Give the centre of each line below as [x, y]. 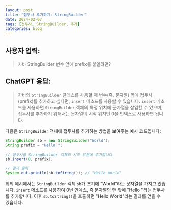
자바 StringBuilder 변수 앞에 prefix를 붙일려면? [64, 64]
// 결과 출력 [17, 168]
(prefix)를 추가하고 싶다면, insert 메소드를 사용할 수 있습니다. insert [87, 101]
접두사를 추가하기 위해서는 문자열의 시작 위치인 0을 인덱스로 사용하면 [86, 114]
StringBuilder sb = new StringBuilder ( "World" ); [58, 140]
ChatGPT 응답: [28, 82]
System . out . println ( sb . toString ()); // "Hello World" [64, 173]
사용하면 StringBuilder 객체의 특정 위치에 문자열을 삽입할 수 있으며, [95, 107]
